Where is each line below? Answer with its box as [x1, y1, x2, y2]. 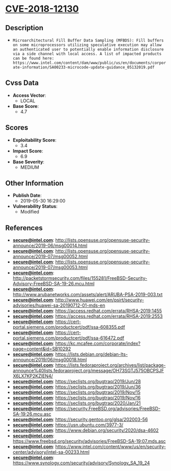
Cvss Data [5, 79, 39, 87]
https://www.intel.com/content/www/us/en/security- [55, 443, 166, 450]
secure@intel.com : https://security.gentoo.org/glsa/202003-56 [12, 416, 148, 422]
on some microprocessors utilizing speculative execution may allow [12, 42, 162, 48]
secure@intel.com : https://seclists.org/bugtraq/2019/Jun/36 [12, 384, 141, 390]
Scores [5, 123, 29, 132]
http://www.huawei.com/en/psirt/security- [55, 297, 144, 303]
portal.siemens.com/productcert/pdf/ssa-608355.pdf [12, 324, 125, 330]
